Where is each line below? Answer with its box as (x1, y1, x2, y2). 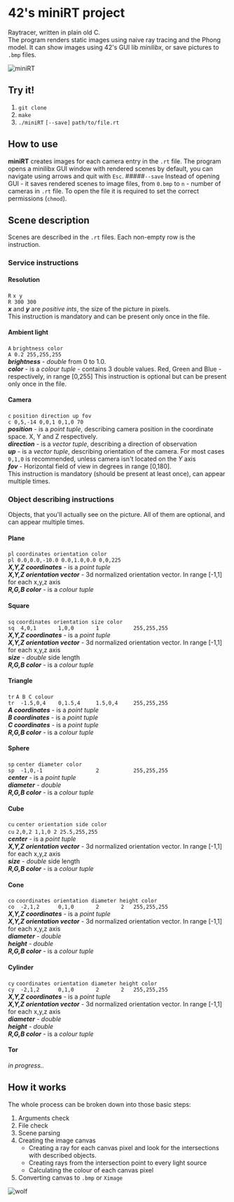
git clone (18, 104, 48, 112)
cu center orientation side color (8, 821, 107, 828)
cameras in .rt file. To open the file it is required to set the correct (8, 187, 199, 195)
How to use (8, 138, 58, 150)
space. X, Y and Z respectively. (8, 432, 98, 440)
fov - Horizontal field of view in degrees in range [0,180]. (8, 461, 172, 471)
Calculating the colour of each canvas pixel (28, 1166, 153, 1174)
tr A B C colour (8, 693, 55, 701)
